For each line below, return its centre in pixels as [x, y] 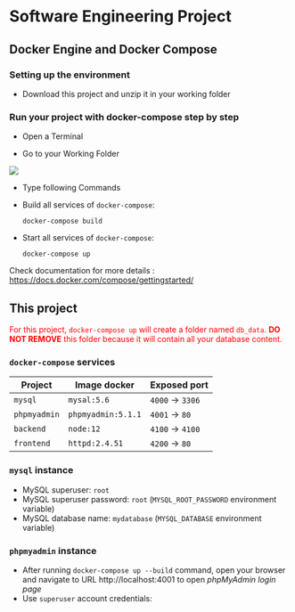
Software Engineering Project [120, 16]
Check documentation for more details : [82, 271]
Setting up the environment [70, 75]
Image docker [105, 385]
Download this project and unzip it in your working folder [127, 94]
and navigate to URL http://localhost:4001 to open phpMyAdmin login [149, 579]
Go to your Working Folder [71, 154]
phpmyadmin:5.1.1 [105, 415]
